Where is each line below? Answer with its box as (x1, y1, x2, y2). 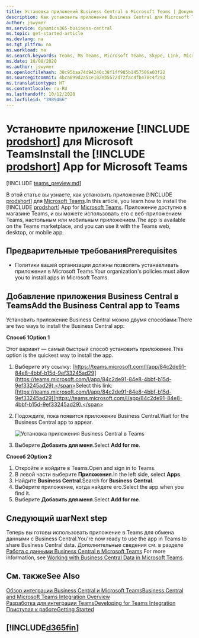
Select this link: (75, 382, 113, 389)
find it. (14, 489, 31, 497)
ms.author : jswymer (6, 63, 54, 70)
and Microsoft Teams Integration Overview (6, 593, 111, 600)
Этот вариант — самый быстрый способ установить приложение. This (6, 346, 184, 353)
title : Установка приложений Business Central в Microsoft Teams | (6, 8, 176, 15)
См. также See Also (6, 571, 80, 581)
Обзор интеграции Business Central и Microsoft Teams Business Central (6, 587, 184, 594)
